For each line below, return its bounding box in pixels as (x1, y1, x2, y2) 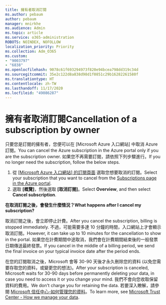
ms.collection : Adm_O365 (5, 49, 56, 54)
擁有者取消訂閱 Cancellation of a (5, 113, 137, 125)
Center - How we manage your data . (5, 294, 80, 301)
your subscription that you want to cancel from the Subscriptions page (12, 175, 157, 181)
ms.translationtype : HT (5, 76, 55, 81)
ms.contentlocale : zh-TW (5, 81, 56, 86)
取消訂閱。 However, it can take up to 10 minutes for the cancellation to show (5, 230, 162, 236)
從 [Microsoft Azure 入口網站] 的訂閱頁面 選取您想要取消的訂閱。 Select (12, 169, 158, 175)
